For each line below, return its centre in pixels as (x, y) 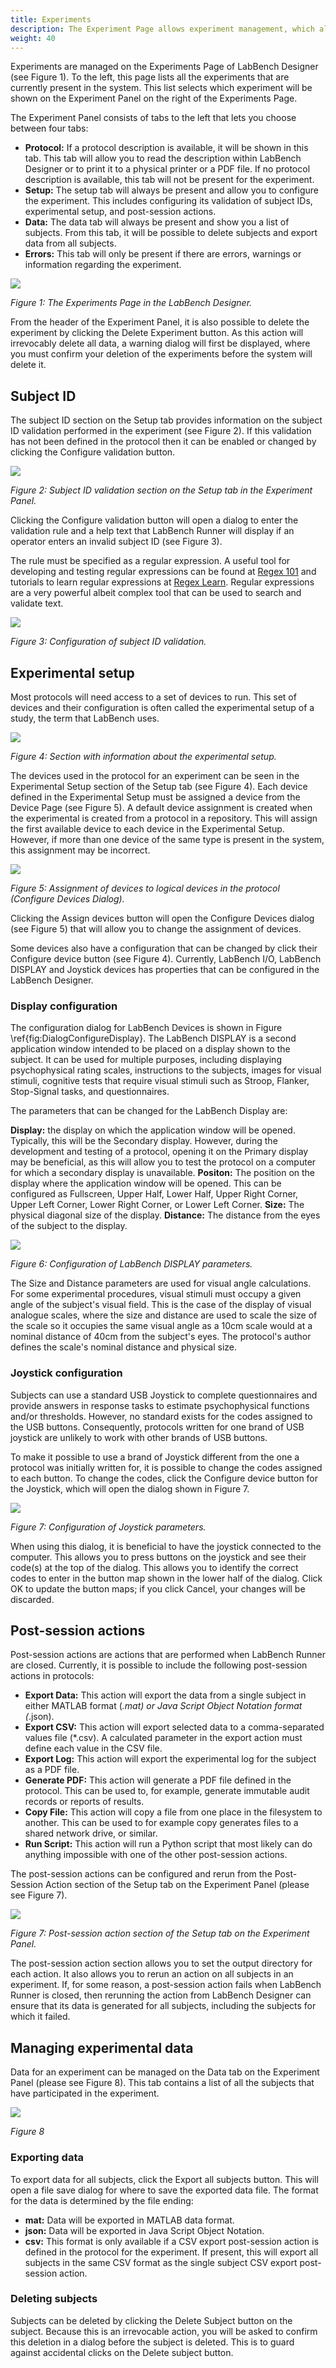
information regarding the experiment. (103, 265)
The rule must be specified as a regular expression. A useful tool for (150, 561)
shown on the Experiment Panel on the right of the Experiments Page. (154, 98)
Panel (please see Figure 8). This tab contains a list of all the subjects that (162, 2083)
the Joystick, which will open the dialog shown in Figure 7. (130, 1488)
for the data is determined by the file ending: (102, 2200)
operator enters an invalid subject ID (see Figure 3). (116, 542)
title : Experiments (51, 19)
